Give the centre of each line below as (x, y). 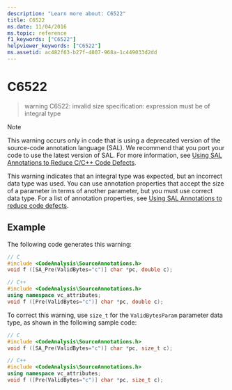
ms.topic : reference (37, 33)
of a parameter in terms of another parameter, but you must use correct (110, 190)
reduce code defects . (38, 205)
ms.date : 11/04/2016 (37, 26)
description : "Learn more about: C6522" (67, 14)
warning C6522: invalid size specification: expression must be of (117, 106)
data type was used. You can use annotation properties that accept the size (116, 183)
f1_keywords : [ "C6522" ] (42, 40)
